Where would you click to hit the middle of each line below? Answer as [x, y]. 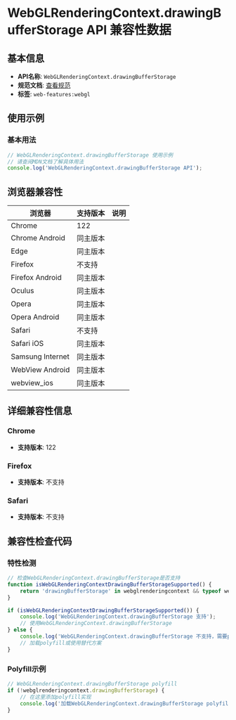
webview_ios [32, 383]
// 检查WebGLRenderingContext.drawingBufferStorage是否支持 [94, 578]
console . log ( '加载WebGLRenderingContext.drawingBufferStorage [112, 703]
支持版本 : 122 [37, 447]
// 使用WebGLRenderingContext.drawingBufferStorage [96, 624]
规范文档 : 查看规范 [44, 85]
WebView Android [40, 370]
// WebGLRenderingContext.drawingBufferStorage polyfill [92, 684]
